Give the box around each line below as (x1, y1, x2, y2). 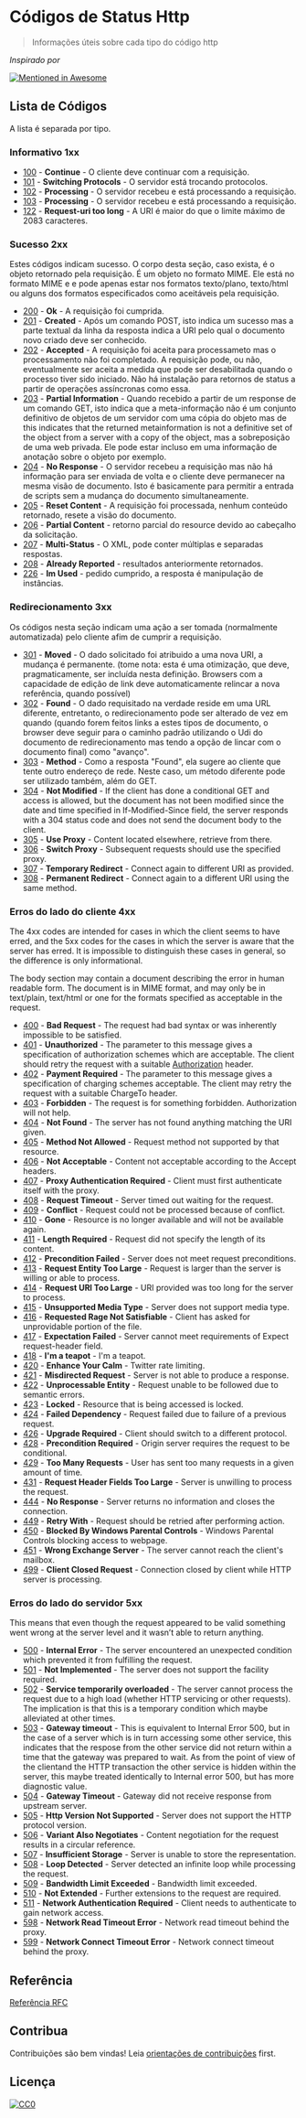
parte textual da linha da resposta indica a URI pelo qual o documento (22, 325, 286, 336)
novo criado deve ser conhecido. (22, 335, 148, 346)
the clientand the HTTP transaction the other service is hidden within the (22, 1761, 297, 1772)
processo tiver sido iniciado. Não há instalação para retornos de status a (22, 373, 296, 385)
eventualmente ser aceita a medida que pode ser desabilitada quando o (22, 364, 293, 375)
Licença (9, 2074, 57, 2090)
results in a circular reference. (22, 1839, 136, 1850)
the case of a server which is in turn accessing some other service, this (22, 1732, 292, 1744)
